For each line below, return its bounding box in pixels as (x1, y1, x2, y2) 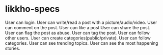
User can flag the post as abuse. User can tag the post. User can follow (5, 30, 150, 36)
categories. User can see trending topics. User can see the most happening (5, 40, 159, 46)
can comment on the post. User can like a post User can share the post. (5, 24, 151, 30)
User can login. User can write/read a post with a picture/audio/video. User (5, 19, 157, 25)
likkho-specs (5, 3, 60, 15)
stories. (5, 45, 21, 51)
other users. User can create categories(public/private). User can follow (5, 35, 151, 41)
